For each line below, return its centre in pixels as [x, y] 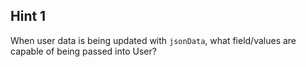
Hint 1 [28, 16]
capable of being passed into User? [83, 51]
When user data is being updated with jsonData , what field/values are [153, 40]
